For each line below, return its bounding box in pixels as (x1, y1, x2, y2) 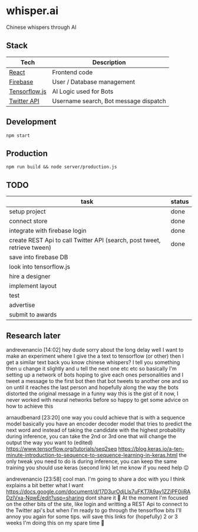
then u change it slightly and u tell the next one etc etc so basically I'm (6, 365, 177, 372)
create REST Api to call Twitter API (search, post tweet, (9, 236, 161, 244)
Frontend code (52, 68, 93, 76)
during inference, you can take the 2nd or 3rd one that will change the (6, 433, 176, 440)
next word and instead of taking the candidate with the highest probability (6, 427, 186, 434)
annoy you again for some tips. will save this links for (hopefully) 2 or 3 (6, 513, 178, 520)
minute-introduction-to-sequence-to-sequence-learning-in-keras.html (6, 452, 178, 458)
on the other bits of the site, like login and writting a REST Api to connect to (6, 501, 189, 507)
